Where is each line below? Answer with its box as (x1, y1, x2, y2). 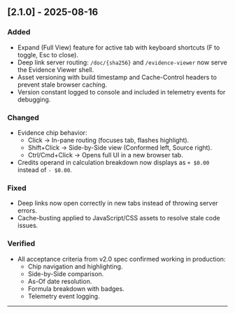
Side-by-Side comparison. (27, 269, 104, 278)
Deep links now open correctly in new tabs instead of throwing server (17, 199, 218, 208)
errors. (17, 206, 37, 215)
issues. (17, 221, 38, 230)
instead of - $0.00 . (17, 165, 72, 174)
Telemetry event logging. (27, 292, 100, 300)
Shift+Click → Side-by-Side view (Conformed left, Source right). (27, 143, 213, 152)
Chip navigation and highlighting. (27, 262, 123, 271)
